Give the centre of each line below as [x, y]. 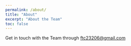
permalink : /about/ [26, 10]
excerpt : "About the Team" [34, 19]
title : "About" [21, 14]
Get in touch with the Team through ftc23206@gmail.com [65, 38]
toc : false [17, 24]
